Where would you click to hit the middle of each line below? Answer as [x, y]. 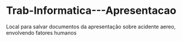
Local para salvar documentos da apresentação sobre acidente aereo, [91, 27]
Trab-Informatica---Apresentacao [91, 11]
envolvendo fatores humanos [41, 32]
